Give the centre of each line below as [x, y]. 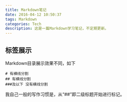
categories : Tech [23, 24]
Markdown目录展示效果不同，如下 [40, 63]
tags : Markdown [21, 19]
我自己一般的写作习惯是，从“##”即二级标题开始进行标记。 [65, 94]
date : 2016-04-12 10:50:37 [33, 15]
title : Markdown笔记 [26, 10]
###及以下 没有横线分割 [27, 84]
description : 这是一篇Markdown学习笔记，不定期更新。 [57, 29]
